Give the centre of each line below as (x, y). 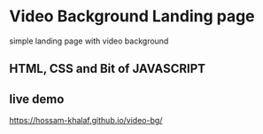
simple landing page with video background (89, 41)
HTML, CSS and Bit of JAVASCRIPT (108, 69)
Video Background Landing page (132, 16)
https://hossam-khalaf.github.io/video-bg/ (86, 121)
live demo (37, 99)
